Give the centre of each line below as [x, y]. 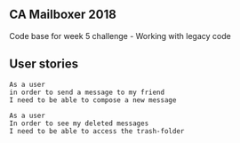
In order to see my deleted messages [79, 123]
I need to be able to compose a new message [93, 100]
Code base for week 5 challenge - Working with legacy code [120, 36]
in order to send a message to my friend [87, 92]
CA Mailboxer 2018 [63, 15]
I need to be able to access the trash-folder [97, 131]
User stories [44, 64]
